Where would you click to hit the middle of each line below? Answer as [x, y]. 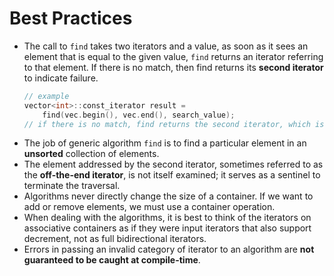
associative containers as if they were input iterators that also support [167, 228]
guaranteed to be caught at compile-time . [112, 260]
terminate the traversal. [72, 186]
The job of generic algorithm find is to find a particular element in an [165, 143]
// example [46, 96]
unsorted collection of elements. [91, 154]
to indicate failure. [61, 78]
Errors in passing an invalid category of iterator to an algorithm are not [169, 249]
